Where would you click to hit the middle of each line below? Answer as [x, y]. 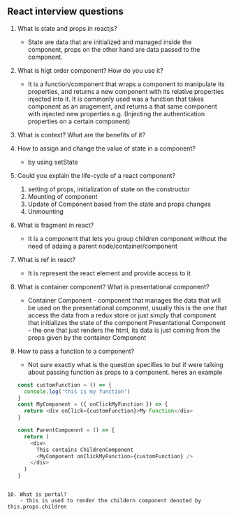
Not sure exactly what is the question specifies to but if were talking [125, 364]
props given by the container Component [87, 337]
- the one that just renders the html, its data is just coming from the [124, 330]
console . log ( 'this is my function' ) [77, 392]
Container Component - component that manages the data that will [124, 300]
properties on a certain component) [79, 121]
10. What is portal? [37, 495]
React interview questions [66, 12]
